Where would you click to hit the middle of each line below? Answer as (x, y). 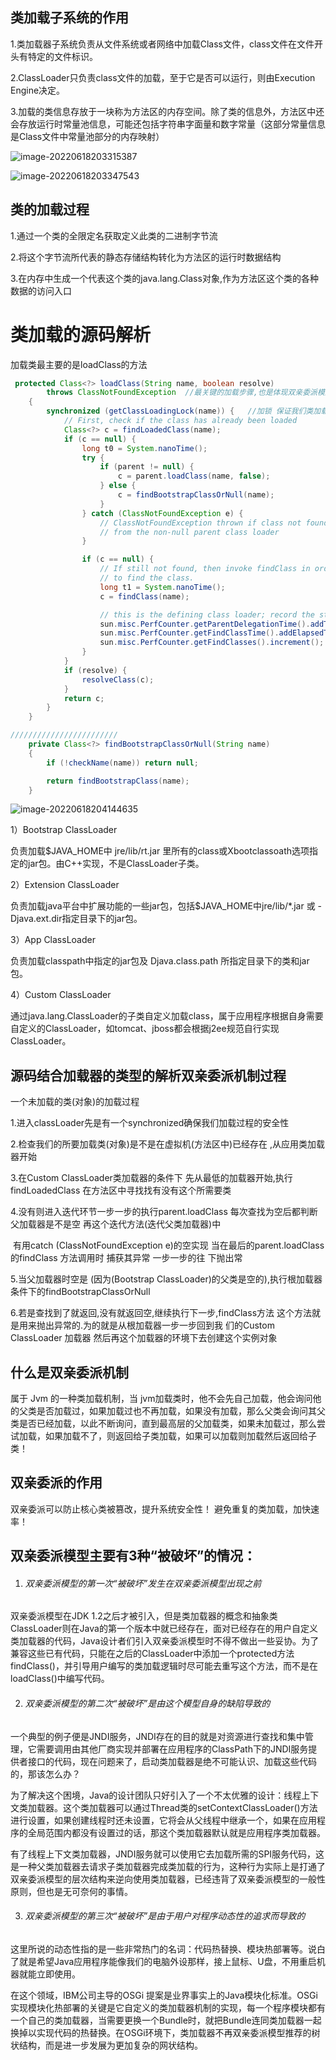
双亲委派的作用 (56, 1483)
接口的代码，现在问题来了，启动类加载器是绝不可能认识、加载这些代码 (172, 1761)
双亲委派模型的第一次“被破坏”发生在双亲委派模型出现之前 (143, 1583)
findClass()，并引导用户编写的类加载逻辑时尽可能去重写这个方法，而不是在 (164, 1666)
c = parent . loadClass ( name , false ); (194, 476)
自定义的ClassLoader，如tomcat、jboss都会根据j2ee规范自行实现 (145, 1029)
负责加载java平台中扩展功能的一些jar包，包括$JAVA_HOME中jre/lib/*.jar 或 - (166, 906)
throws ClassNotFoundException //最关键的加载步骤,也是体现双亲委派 (182, 393)
